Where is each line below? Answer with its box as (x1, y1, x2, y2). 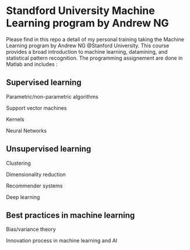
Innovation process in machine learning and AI (6, 237, 118, 244)
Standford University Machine (6, 4, 156, 18)
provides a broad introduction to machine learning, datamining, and (6, 48, 168, 55)
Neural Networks (6, 127, 47, 134)
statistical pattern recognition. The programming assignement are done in (6, 54, 183, 61)
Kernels (6, 116, 24, 123)
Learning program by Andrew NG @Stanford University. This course (6, 42, 170, 49)
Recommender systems (6, 182, 63, 189)
